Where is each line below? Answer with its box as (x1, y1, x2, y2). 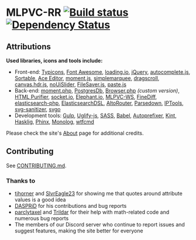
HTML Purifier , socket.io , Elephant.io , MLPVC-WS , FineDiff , (14, 94, 157, 100)
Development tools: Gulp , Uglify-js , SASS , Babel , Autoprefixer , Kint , (14, 112, 177, 119)
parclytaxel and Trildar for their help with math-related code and (14, 208, 170, 216)
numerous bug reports (14, 215, 69, 222)
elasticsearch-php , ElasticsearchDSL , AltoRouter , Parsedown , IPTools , (14, 100, 184, 107)
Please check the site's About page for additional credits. (6, 129, 145, 136)
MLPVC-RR (6, 6, 61, 19)
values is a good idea (14, 196, 66, 203)
